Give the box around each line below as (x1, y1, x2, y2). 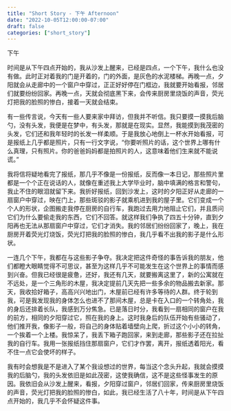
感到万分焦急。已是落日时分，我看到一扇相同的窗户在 (67, 305, 218, 313)
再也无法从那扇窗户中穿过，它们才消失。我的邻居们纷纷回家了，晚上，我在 (12, 221, 224, 230)
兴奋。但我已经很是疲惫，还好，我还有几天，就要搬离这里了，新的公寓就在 (12, 271, 224, 279)
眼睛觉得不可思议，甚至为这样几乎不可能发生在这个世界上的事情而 (30, 262, 218, 270)
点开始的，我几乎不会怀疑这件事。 (7, 397, 104, 406)
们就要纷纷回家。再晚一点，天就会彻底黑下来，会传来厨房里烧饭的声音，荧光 (7, 89, 224, 98)
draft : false (7, 23, 45, 30)
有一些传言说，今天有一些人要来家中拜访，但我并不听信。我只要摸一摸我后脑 (7, 113, 224, 121)
